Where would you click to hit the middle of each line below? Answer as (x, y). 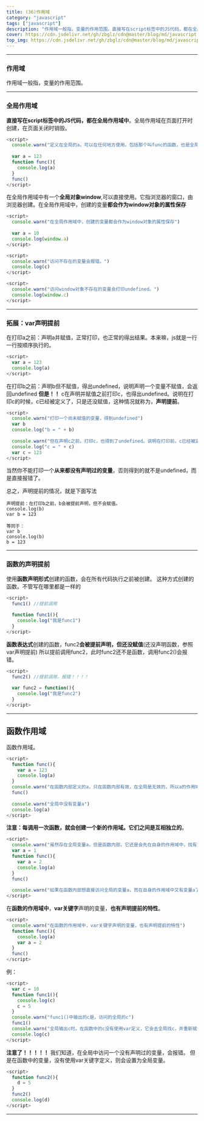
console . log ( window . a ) (40, 239)
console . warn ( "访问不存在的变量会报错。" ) (61, 261)
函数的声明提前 (28, 564)
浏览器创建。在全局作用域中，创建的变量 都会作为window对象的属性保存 (96, 205)
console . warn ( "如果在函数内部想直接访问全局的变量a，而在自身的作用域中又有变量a (104, 890)
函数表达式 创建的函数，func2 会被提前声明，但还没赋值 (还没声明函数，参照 (100, 644)
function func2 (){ (35, 1077)
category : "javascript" (36, 18)
